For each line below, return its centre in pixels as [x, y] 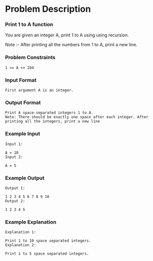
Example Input [23, 134]
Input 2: [14, 157]
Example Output [25, 178]
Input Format [21, 80]
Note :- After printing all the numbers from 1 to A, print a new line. [71, 45]
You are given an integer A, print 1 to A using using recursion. [67, 35]
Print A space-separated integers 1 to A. [49, 113]
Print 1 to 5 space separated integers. [47, 254]
